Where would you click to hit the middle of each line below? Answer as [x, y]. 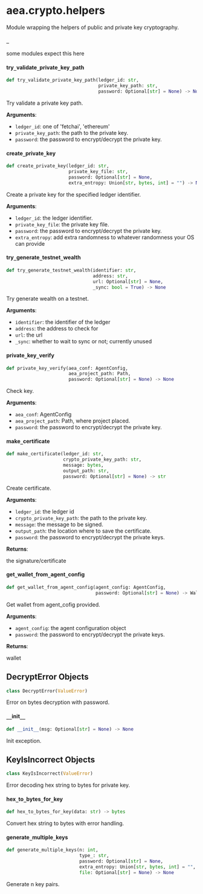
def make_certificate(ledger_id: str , [55, 454]
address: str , [111, 276]
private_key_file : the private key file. [62, 224]
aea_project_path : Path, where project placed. [72, 421]
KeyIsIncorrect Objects [51, 759]
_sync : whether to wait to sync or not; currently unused [83, 341]
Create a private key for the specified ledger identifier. [74, 194]
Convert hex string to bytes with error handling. [65, 823]
